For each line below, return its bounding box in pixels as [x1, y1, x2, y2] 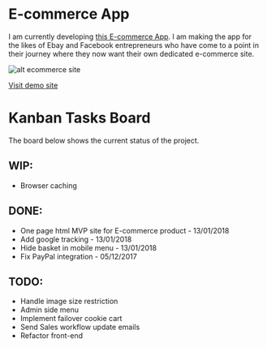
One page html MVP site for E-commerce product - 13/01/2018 [19, 225, 230, 235]
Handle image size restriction [19, 297, 118, 306]
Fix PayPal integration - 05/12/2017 [19, 251, 138, 261]
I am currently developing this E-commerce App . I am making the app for [8, 32, 252, 41]
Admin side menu [19, 305, 80, 315]
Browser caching [19, 180, 77, 191]
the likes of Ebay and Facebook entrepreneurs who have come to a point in [8, 40, 260, 49]
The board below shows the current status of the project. [8, 135, 200, 145]
